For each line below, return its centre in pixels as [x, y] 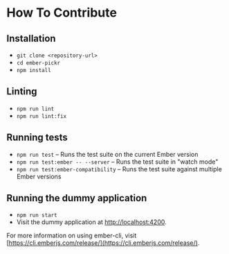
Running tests [37, 138]
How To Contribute [62, 13]
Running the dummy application [77, 198]
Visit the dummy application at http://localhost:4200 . [91, 222]
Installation [31, 39]
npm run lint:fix [42, 116]
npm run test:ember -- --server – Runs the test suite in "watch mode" [117, 162]
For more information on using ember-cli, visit [72, 236]
